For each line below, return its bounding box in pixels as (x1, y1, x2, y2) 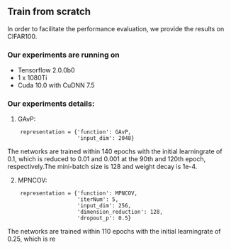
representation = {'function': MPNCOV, (20, 190, 138, 197)
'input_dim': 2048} (77, 135, 135, 142)
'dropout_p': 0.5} (77, 214, 132, 222)
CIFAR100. (7, 32, 38, 40)
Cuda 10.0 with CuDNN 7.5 (17, 81, 95, 89)
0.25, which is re (7, 234, 56, 244)
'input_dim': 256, (77, 202, 132, 210)
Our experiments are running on (7, 50, 120, 60)
